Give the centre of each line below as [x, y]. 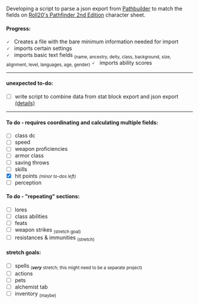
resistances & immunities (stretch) [54, 238]
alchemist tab [31, 287]
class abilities [31, 217]
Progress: [18, 28]
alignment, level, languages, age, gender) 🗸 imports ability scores [79, 64]
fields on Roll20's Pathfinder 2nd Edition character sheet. [76, 15]
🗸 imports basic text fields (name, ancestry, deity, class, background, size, [89, 56]
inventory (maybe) [35, 294]
